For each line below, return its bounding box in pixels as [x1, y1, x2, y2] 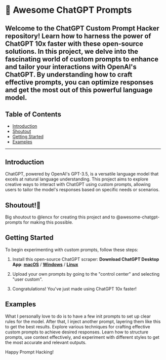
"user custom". [12, 276, 43, 282]
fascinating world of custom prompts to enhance [5, 55, 159, 63]
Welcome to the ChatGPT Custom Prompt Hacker [5, 24, 160, 33]
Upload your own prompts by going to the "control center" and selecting [12, 271, 160, 277]
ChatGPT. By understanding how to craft [5, 70, 132, 78]
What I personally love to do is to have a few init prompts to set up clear [5, 313, 151, 319]
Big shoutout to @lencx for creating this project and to [5, 214, 115, 220]
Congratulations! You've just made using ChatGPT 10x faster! [12, 286, 137, 291]
